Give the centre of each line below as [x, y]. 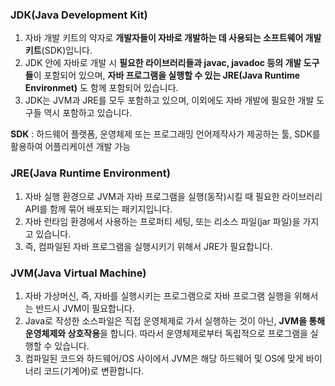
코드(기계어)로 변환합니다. [94, 370]
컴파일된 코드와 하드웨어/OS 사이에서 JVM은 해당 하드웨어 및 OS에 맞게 [164, 358]
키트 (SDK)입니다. [58, 50]
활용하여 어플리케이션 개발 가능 [71, 147]
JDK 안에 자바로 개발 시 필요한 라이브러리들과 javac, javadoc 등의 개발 [163, 63]
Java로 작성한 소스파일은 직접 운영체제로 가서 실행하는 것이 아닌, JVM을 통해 [175, 320]
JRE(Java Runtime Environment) [90, 173]
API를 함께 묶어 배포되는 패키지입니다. [98, 209]
